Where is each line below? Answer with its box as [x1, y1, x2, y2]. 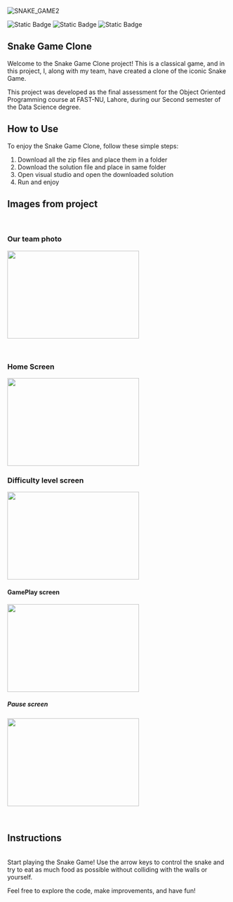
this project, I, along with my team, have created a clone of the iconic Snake [7, 67, 227, 75]
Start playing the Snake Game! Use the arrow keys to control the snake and [7, 858, 225, 867]
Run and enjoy [17, 178, 60, 186]
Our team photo [7, 234, 62, 244]
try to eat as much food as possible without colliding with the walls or [7, 865, 208, 874]
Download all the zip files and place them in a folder [17, 155, 168, 164]
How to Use [7, 123, 59, 135]
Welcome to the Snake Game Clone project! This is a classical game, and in [7, 59, 225, 67]
